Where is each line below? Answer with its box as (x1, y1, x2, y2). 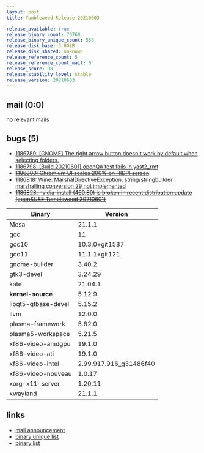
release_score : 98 (6, 66, 53, 72)
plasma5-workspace (9, 329, 70, 338)
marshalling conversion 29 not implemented (15, 182, 126, 190)
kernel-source (9, 290, 53, 298)
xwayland (9, 389, 37, 398)
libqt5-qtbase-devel (9, 299, 70, 308)
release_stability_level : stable (6, 71, 92, 77)
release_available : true (6, 26, 70, 32)
